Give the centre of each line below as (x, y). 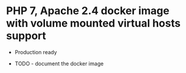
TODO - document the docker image (59, 64)
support (26, 36)
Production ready (36, 52)
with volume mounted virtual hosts (94, 23)
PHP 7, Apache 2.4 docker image (88, 11)
